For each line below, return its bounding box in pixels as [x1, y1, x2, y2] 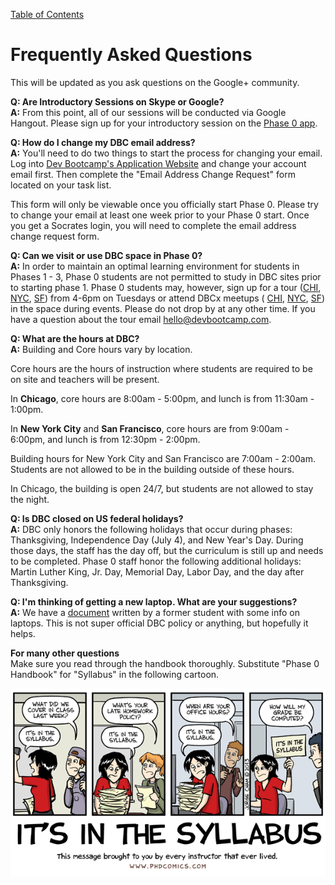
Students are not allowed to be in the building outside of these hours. [10, 463, 295, 475]
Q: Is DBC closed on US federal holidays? [10, 512, 184, 524]
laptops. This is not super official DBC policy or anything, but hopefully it [10, 617, 309, 629]
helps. [10, 627, 36, 639]
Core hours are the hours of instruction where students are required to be [10, 362, 313, 374]
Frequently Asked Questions [10, 44, 253, 66]
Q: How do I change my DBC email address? [10, 136, 196, 148]
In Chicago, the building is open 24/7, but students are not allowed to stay [10, 482, 314, 494]
